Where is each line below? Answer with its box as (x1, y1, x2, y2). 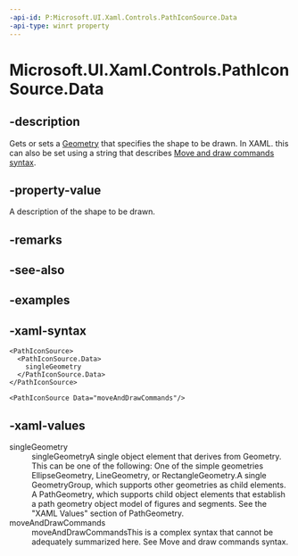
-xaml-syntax (9, 323, 87, 338)
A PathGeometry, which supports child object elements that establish (31, 489, 286, 500)
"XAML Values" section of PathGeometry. (31, 508, 185, 519)
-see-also (9, 262, 65, 278)
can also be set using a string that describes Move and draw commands (9, 147, 275, 158)
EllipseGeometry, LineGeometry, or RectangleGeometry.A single (31, 470, 267, 481)
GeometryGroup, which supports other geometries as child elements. (31, 479, 286, 491)
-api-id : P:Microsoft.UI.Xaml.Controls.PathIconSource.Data (9, 12, 238, 22)
